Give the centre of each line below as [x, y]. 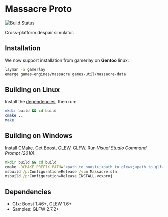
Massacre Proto [39, 9]
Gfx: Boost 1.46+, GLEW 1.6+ [42, 204]
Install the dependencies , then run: [41, 102]
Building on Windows [39, 136]
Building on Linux [33, 89]
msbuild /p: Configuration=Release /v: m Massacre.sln [61, 172]
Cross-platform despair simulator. [40, 32]
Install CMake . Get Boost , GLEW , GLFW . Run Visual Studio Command [76, 148]
